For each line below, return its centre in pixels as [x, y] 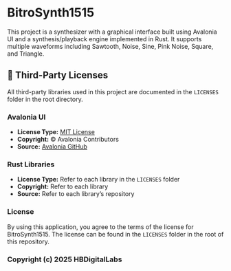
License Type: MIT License [56, 132]
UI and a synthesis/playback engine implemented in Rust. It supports [104, 39]
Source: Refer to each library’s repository [76, 194]
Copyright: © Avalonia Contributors [68, 140]
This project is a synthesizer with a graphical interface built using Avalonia [112, 32]
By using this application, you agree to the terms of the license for [100, 227]
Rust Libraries [31, 164]
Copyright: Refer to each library [63, 186]
